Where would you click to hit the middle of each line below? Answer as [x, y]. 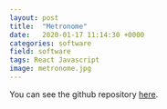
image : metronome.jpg [51, 69]
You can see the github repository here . [84, 94]
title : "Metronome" [49, 26]
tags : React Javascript [55, 60]
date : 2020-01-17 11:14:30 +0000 [77, 35]
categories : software [51, 43]
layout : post [34, 18]
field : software [40, 52]
